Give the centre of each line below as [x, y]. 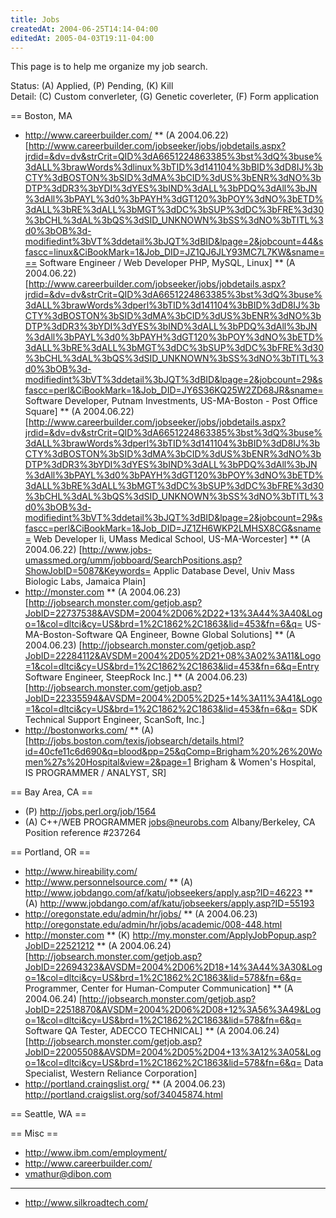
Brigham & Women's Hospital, [255, 762]
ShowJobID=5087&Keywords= [88, 571]
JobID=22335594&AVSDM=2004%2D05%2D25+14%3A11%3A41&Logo [173, 698]
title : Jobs [35, 19]
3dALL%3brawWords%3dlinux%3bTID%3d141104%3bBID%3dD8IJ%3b [174, 167]
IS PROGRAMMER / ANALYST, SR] [95, 773]
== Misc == [34, 1133]
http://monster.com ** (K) [77, 935]
